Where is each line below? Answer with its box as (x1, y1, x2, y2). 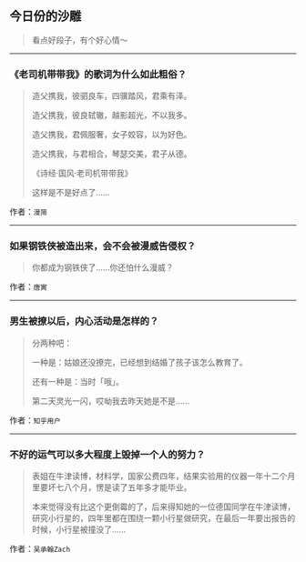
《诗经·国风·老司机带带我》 (31, 167, 133, 179)
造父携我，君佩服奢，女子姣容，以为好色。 (31, 129, 192, 140)
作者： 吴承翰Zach (9, 544, 71, 554)
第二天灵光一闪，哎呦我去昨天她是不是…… (31, 395, 189, 406)
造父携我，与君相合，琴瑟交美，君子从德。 (31, 148, 192, 159)
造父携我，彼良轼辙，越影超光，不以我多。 (31, 110, 192, 121)
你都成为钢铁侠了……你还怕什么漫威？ (31, 262, 174, 273)
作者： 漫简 (9, 206, 47, 217)
